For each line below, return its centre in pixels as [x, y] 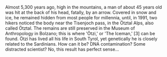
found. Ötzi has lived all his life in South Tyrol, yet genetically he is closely [81, 39]
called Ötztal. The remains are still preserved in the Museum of [70, 28]
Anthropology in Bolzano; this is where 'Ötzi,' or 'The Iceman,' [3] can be [80, 33]
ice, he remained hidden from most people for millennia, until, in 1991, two [81, 18]
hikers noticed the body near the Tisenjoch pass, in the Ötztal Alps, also [79, 23]
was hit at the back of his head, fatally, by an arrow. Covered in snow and [81, 12]
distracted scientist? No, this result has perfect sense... [62, 49]
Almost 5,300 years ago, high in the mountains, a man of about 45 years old [83, 7]
